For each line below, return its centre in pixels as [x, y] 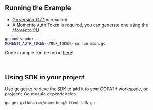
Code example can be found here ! [39, 52]
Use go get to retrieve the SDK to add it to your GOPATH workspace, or [76, 89]
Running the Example [38, 8]
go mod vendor [19, 39]
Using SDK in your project [45, 77]
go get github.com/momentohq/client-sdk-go [50, 103]
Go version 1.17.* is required [40, 19]
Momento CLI [26, 30]
